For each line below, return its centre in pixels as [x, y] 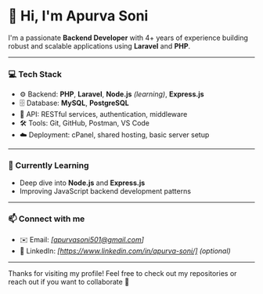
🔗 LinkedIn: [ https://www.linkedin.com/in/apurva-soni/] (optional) [125, 251]
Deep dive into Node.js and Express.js [82, 183]
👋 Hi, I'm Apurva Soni [78, 16]
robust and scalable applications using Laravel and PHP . [99, 45]
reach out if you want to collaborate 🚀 [69, 281]
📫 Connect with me [47, 219]
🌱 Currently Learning [49, 165]
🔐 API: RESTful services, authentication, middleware [103, 114]
